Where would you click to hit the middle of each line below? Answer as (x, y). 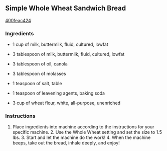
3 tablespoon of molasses (39, 74)
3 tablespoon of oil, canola (40, 64)
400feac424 (18, 20)
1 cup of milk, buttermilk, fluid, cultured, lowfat (60, 44)
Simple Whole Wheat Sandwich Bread (66, 8)
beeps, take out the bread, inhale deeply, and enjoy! (66, 143)
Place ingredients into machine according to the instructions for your (83, 127)
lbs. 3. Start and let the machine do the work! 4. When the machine (81, 137)
